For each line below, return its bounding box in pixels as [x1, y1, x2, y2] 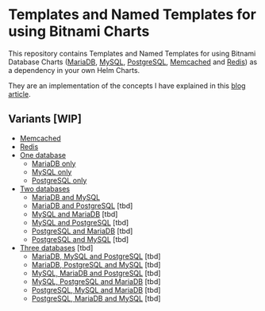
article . [8, 89, 31, 98]
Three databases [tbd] [19, 243, 94, 252]
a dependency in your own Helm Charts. [8, 65, 140, 75]
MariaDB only [31, 159, 76, 168]
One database [19, 150, 66, 159]
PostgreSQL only [31, 175, 87, 185]
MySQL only [31, 167, 72, 176]
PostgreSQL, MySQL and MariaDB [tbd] [31, 285, 161, 294]
